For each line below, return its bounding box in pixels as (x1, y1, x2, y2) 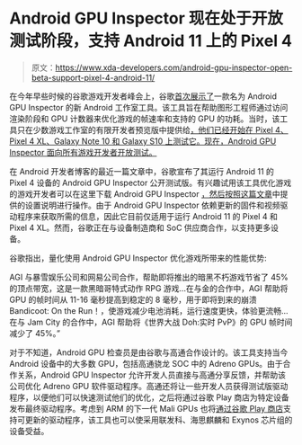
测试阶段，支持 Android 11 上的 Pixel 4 (9, 31, 293, 51)
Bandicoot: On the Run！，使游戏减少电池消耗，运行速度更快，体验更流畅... (9, 305, 289, 316)
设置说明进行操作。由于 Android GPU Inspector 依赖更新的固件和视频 (24, 200, 280, 210)
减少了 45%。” (9, 327, 61, 338)
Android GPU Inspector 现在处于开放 (9, 8, 283, 29)
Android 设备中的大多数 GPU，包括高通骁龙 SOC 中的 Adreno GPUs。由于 (9, 358, 283, 369)
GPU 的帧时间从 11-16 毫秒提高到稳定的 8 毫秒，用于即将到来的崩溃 (9, 294, 258, 305)
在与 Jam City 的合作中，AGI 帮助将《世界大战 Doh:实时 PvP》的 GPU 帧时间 (9, 316, 293, 327)
